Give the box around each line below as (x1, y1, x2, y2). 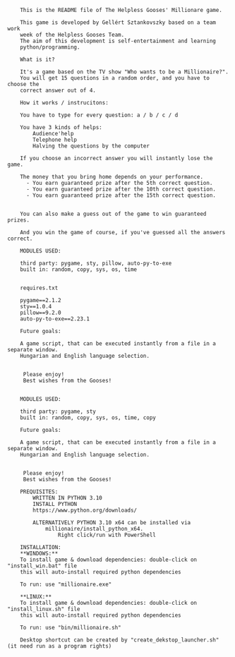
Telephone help (32, 136, 78, 143)
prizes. (7, 217, 30, 224)
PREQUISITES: (20, 488, 59, 495)
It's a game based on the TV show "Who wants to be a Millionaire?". (20, 68, 229, 76)
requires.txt (20, 284, 59, 291)
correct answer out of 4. (20, 87, 97, 94)
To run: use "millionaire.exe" (20, 581, 112, 588)
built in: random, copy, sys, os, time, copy (20, 414, 157, 421)
